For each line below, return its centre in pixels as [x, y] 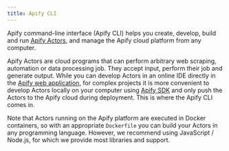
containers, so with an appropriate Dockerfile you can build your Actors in [112, 125]
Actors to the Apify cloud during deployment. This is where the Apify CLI [110, 97]
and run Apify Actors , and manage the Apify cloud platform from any [104, 40]
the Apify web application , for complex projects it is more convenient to [108, 82]
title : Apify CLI [32, 13]
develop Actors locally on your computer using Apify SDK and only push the [115, 90]
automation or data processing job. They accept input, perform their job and [115, 68]
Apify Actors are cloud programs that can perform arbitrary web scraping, [112, 61]
